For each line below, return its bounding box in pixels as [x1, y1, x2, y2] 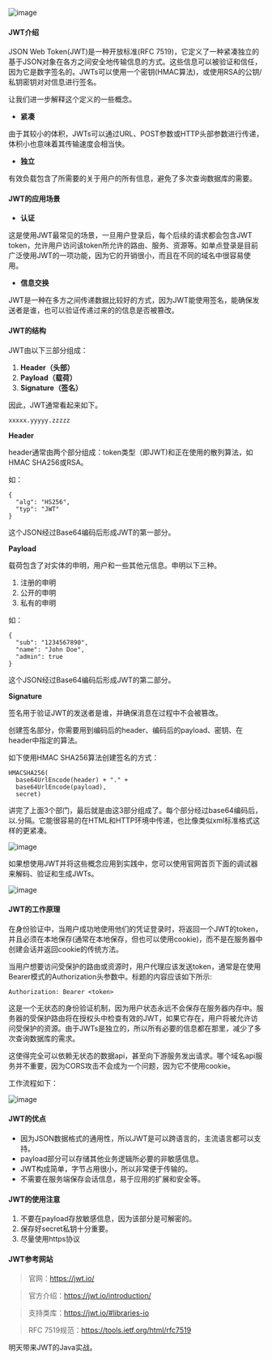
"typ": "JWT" [15, 505, 60, 513]
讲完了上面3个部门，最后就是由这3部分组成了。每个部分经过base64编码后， [8, 805, 263, 815]
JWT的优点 [8, 1114, 47, 1124]
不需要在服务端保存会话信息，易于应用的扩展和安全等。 [19, 1174, 205, 1184]
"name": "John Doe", [15, 645, 85, 653]
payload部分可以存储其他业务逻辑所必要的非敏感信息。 [19, 1154, 204, 1164]
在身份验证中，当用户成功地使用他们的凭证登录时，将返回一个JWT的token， [8, 923, 263, 933]
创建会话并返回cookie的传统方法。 [8, 944, 124, 953]
